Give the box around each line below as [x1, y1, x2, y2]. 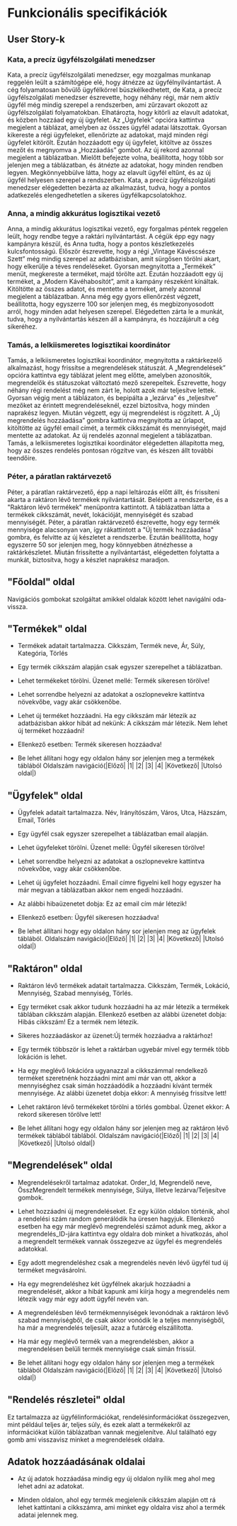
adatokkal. [17, 1244, 48, 1253]
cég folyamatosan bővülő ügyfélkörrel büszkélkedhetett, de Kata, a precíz [7, 85, 223, 93]
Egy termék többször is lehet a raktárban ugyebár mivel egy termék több [17, 1045, 230, 1054]
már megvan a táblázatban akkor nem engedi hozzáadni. [17, 886, 184, 894]
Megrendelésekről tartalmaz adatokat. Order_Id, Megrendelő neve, [17, 1178, 212, 1187]
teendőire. [7, 454, 37, 462]
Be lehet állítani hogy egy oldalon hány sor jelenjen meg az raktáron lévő [17, 1124, 229, 1132]
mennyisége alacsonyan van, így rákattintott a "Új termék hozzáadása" [7, 525, 214, 534]
